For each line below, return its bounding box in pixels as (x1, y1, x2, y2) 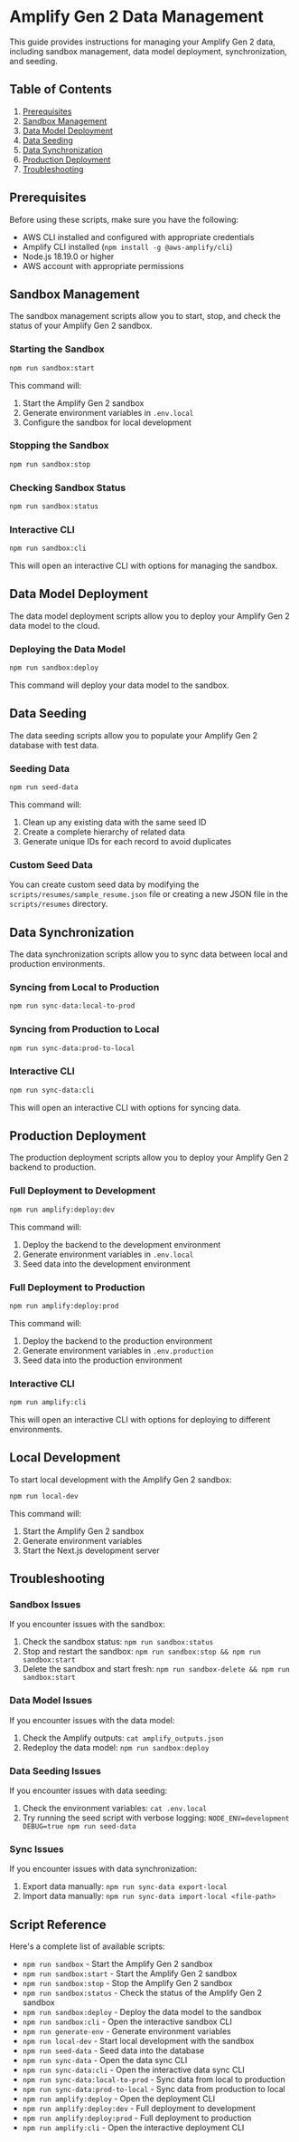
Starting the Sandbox (9, 343, 106, 355)
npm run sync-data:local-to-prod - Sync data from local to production (22, 2074, 286, 2085)
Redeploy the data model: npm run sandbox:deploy (22, 1742, 210, 1752)
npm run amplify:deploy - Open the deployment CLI (22, 2093, 216, 2104)
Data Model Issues (9, 1694, 93, 1707)
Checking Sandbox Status (9, 481, 126, 494)
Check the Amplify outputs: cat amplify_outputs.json (22, 1732, 224, 1743)
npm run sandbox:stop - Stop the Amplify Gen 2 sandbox (22, 1978, 233, 1989)
